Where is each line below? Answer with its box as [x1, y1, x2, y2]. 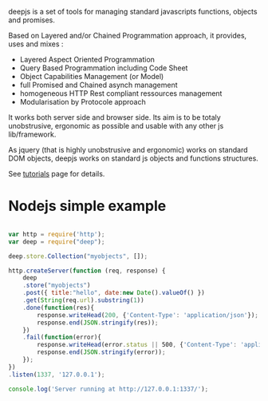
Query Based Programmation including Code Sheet [19, 63, 188, 73]
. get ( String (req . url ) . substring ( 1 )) [22, 296, 145, 304]
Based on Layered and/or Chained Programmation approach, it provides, [8, 31, 247, 40]
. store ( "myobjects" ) [22, 281, 91, 290]
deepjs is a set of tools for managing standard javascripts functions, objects [8, 7, 258, 16]
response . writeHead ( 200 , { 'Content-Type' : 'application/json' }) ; [37, 311, 259, 319]
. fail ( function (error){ [22, 333, 102, 342]
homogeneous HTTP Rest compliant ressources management [19, 89, 223, 98]
